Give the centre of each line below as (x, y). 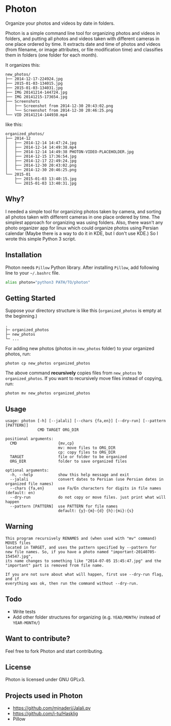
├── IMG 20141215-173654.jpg (36, 97)
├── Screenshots (23, 101)
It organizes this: (23, 65)
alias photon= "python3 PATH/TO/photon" (48, 282)
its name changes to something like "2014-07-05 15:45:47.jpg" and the (83, 561)
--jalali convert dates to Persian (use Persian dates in (87, 479)
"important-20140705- (134, 552)
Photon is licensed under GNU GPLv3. (45, 680)
